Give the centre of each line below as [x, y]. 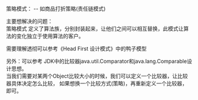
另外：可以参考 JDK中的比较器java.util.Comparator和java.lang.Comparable [97, 61]
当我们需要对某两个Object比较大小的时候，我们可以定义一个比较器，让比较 [97, 76]
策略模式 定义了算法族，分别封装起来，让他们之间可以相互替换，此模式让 [95, 29]
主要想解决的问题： [30, 21]
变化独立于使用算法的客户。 [50, 36]
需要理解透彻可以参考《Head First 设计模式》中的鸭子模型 [76, 49]
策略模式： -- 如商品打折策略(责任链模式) [56, 9]
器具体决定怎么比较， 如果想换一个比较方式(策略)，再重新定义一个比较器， [97, 83]
